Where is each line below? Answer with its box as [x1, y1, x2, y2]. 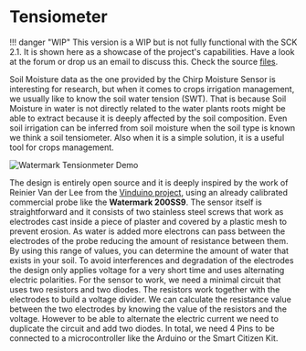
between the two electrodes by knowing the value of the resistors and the [9, 303, 288, 314]
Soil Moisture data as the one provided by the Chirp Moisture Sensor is [9, 73, 276, 84]
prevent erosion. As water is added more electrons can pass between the [9, 226, 286, 237]
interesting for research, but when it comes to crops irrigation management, [9, 83, 295, 94]
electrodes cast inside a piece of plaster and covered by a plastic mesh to [9, 216, 288, 227]
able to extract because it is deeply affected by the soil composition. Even [9, 112, 288, 123]
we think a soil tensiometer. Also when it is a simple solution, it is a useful [9, 132, 285, 143]
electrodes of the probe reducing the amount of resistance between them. [9, 235, 290, 246]
